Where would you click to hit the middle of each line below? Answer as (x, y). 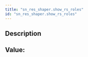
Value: (15, 50)
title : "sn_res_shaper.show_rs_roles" (44, 9)
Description (23, 34)
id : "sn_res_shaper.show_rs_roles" (41, 14)
